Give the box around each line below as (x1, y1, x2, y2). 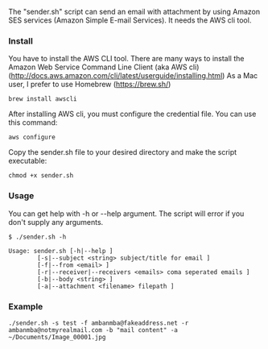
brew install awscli (8, 95, 78, 103)
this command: (8, 118, 58, 127)
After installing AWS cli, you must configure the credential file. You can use (8, 109, 257, 119)
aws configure (8, 133, 56, 142)
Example (8, 301, 43, 312)
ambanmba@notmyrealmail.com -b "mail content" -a (8, 326, 179, 334)
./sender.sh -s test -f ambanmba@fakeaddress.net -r (8, 318, 189, 327)
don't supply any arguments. (8, 217, 104, 226)
